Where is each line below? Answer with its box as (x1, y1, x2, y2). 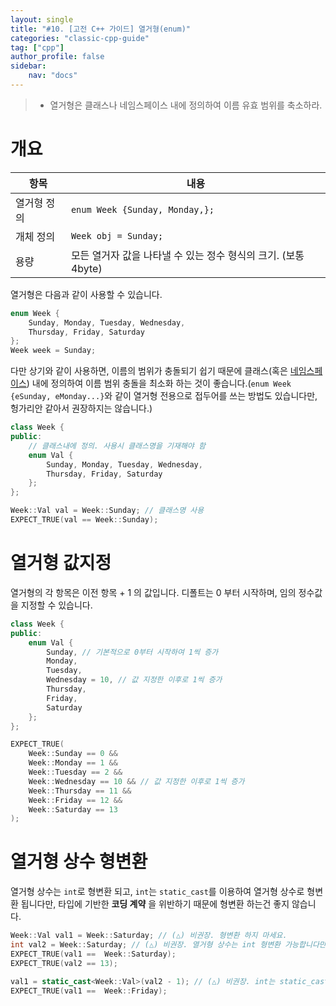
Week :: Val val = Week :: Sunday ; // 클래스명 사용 (10, 506, 205, 516)
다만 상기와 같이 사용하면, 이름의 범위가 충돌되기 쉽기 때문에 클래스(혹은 (10, 365, 288, 377)
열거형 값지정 (10, 552, 112, 575)
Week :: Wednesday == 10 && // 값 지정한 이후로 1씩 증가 (28, 776, 245, 786)
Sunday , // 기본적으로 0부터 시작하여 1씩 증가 (46, 647, 219, 657)
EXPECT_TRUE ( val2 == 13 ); (10, 958, 118, 968)
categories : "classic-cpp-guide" (10, 33, 150, 43)
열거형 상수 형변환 (10, 851, 148, 873)
